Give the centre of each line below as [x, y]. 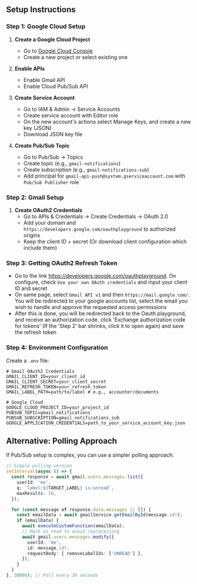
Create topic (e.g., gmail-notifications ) [72, 163]
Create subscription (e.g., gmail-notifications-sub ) [86, 169]
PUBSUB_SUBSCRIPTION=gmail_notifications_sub [63, 418]
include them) [40, 248]
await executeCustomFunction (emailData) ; [73, 526]
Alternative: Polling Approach [62, 441]
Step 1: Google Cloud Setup [46, 27]
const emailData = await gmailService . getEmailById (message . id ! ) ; [100, 515]
